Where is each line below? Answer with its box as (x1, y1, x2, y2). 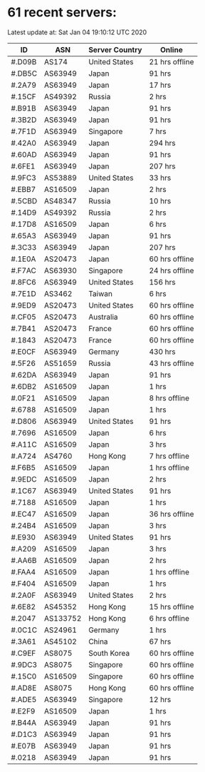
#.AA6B (11, 555, 37, 565)
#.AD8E (11, 683, 37, 693)
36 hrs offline (149, 509, 194, 519)
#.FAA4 (11, 567, 36, 577)
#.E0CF (11, 347, 36, 357)
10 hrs (149, 195, 172, 205)
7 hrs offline (149, 451, 190, 461)
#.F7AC (11, 265, 37, 275)
